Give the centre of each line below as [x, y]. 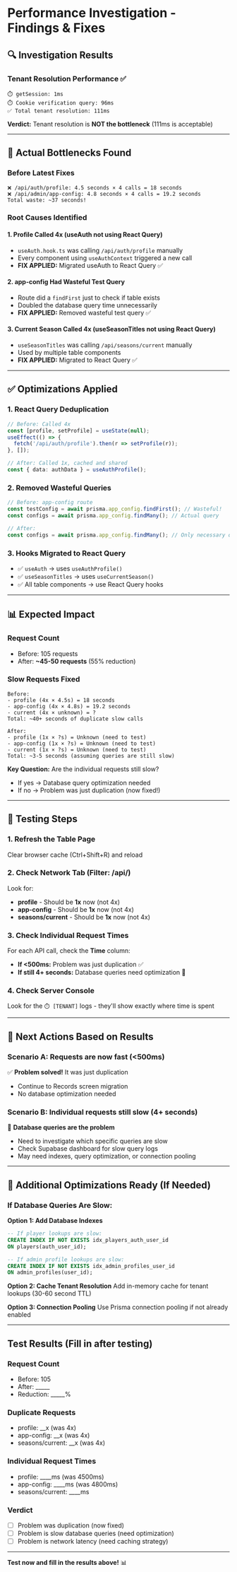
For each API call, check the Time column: [69, 951]
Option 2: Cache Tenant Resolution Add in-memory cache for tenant [108, 1286]
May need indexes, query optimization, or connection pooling [107, 1156]
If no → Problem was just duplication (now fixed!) [89, 790]
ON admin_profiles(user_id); [50, 1273]
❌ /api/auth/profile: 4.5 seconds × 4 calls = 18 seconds [95, 188]
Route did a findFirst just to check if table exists [89, 298]
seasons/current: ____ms [53, 1491]
